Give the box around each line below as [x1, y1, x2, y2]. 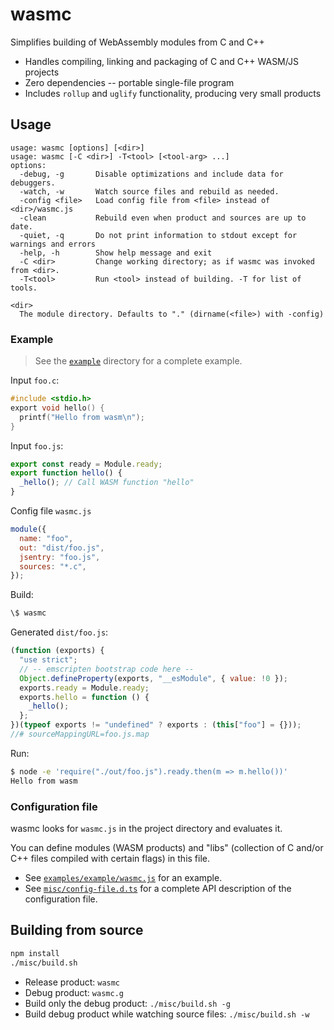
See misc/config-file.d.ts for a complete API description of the [24, 882, 292, 894]
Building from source [10, 922, 144, 939]
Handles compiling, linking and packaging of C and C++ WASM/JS [24, 55, 299, 67]
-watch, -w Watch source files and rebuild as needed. [19, 186, 280, 197]
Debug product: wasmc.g [24, 986, 124, 998]
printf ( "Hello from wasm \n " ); [19, 412, 145, 422]
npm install [10, 948, 60, 958]
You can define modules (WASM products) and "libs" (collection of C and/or [10, 841, 324, 853]
